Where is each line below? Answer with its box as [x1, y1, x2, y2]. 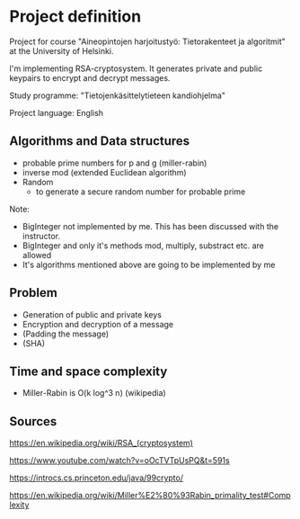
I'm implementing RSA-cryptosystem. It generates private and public [9, 63, 263, 74]
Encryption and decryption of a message [22, 318, 173, 329]
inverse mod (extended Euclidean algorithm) [22, 166, 187, 177]
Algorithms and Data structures [9, 133, 190, 149]
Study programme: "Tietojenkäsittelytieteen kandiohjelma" [9, 90, 226, 101]
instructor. [22, 230, 61, 241]
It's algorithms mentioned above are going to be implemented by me [22, 259, 276, 270]
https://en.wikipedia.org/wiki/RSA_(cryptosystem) [9, 438, 193, 449]
